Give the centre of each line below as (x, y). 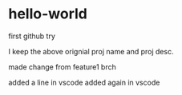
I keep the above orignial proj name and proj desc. (91, 51)
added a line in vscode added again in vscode (84, 82)
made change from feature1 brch (62, 67)
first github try (32, 36)
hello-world (48, 14)
